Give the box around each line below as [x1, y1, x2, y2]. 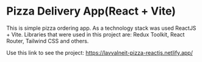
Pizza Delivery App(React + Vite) [6, 4, 176, 18]
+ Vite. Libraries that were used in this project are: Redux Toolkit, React [6, 30, 185, 38]
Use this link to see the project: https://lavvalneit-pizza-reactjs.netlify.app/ [6, 49, 193, 56]
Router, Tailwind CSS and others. [6, 37, 89, 44]
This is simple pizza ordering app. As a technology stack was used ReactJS [6, 24, 197, 32]
